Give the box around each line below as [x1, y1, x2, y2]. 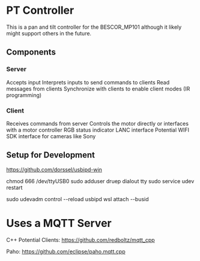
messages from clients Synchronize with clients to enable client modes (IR [6, 85, 190, 92]
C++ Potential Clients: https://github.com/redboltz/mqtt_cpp [6, 236, 155, 243]
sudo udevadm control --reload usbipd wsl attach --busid [6, 195, 149, 202]
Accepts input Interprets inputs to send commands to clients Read [6, 78, 170, 86]
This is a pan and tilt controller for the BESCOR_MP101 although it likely [6, 23, 182, 31]
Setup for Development [6, 150, 95, 160]
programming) [6, 91, 42, 99]
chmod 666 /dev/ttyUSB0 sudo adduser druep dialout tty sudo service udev [6, 177, 195, 184]
